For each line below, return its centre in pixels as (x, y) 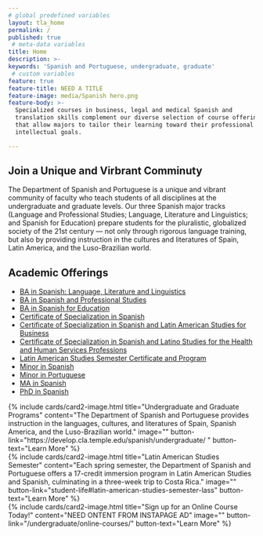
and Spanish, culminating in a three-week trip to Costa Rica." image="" (122, 482)
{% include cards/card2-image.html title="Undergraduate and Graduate (124, 407)
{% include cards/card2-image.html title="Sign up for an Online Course (123, 507)
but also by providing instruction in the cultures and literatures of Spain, (124, 239)
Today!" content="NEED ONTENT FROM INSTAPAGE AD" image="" (117, 516)
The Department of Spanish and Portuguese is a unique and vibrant (117, 190)
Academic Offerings (58, 273)
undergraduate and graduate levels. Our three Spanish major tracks (117, 206)
